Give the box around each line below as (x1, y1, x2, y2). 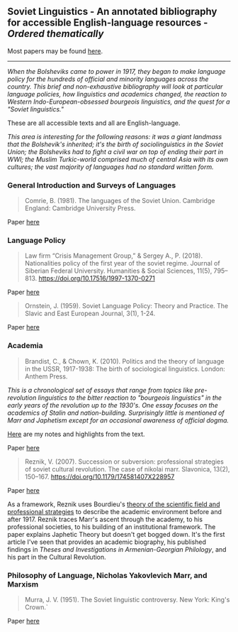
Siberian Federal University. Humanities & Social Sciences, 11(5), (24, 266, 212, 276)
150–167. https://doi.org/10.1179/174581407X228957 (24, 472, 175, 481)
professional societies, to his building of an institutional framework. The (7, 522, 216, 531)
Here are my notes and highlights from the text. (7, 430, 145, 438)
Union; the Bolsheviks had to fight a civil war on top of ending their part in (7, 147, 224, 156)
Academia (7, 341, 44, 351)
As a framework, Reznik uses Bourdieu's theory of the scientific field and (7, 500, 220, 508)
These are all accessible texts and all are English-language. (7, 119, 181, 127)
